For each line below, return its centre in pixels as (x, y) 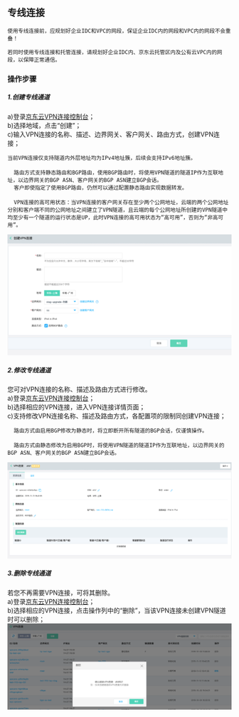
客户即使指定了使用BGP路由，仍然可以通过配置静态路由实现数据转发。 (101, 188)
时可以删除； (26, 619)
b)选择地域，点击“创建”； (44, 125)
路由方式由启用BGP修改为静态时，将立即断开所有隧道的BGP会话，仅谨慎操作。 (111, 431)
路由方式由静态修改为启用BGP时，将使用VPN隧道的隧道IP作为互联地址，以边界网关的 (119, 446)
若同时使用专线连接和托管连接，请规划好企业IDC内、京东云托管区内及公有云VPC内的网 (115, 52)
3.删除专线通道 (29, 573)
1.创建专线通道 (28, 97)
